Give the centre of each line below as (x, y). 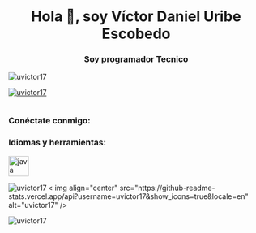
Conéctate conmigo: (49, 121)
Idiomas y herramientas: (58, 143)
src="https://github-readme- (167, 188)
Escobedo (136, 34)
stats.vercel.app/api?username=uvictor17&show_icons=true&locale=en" (128, 196)
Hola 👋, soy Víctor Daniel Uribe (136, 17)
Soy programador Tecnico (136, 59)
